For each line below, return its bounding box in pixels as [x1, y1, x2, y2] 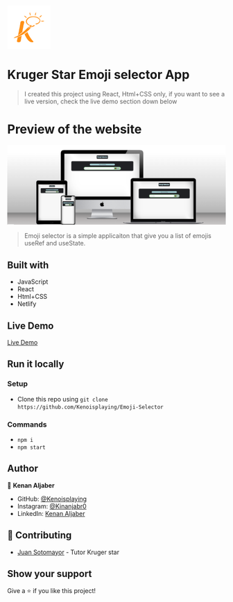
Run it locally [7, 359, 64, 370]
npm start [17, 444, 46, 452]
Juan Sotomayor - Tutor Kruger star [17, 548, 120, 556]
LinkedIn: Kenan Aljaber [17, 509, 85, 517]
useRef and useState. [24, 239, 86, 248]
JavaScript [17, 277, 49, 286]
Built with [7, 259, 49, 271]
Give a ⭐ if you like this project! [7, 587, 96, 595]
